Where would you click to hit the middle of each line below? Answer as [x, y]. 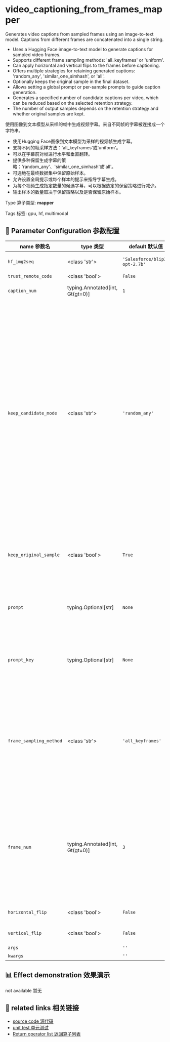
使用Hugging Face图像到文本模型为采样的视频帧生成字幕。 [74, 141]
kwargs [16, 956]
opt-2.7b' [134, 264]
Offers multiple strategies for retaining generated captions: [74, 71]
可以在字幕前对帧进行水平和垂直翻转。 [52, 154]
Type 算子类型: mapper [30, 202]
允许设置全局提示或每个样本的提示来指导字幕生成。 [66, 179]
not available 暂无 [24, 990]
